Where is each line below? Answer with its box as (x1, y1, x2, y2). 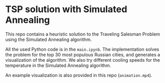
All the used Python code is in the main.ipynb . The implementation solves (5, 46, 159, 52)
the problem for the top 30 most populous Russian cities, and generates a (5, 52, 160, 58)
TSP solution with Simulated (5, 4, 128, 15)
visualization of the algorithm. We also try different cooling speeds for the (5, 57, 160, 63)
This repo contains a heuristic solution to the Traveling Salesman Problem (5, 31, 160, 37)
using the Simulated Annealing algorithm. (5, 36, 92, 43)
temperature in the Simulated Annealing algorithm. (5, 62, 111, 68)
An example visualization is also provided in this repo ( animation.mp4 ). (5, 72, 152, 78)
